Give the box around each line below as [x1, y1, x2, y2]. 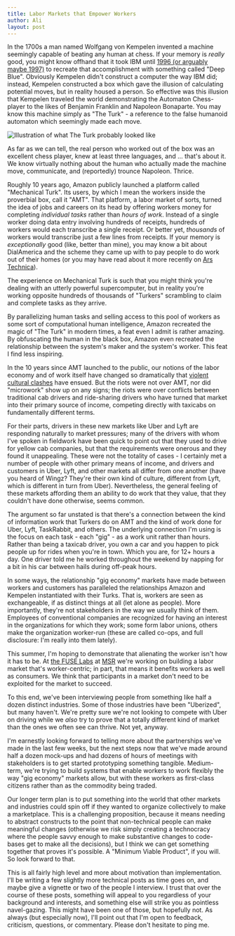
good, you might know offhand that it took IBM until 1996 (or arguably [7, 58, 208, 66]
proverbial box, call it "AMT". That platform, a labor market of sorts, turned [7, 195, 222, 204]
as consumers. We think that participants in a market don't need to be [7, 672, 209, 681]
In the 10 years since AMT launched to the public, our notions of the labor [7, 364, 220, 372]
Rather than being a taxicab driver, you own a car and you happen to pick [7, 540, 220, 549]
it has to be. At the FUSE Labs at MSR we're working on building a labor [7, 657, 214, 665]
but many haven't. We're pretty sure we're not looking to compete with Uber [7, 708, 227, 717]
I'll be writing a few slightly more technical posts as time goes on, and [7, 876, 209, 885]
